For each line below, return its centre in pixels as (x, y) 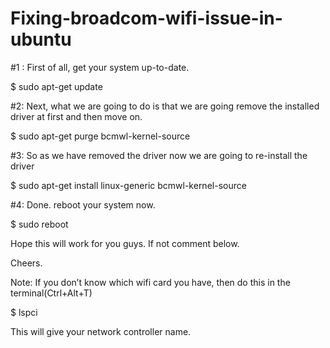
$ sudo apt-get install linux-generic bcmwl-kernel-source (128, 185)
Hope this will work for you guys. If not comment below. (125, 243)
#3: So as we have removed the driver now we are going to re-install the (159, 155)
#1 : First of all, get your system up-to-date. (100, 67)
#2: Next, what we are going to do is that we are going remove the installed (165, 106)
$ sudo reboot (39, 224)
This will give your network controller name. (101, 331)
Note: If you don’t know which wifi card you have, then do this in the (150, 282)
